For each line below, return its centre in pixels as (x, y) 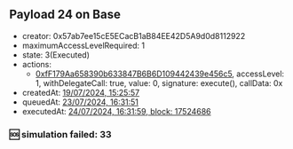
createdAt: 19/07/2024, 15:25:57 (81, 92)
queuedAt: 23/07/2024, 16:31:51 (80, 102)
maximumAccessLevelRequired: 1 (83, 45)
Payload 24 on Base (65, 15)
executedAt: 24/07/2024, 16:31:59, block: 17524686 (116, 111)
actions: (36, 64)
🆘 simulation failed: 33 (61, 134)
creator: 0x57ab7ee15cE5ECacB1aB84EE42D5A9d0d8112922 (134, 35)
